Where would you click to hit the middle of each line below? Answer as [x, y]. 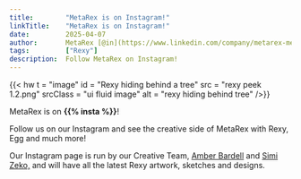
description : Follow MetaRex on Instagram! [94, 59]
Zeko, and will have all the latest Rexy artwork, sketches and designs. [138, 165]
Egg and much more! [48, 138]
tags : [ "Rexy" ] [54, 51]
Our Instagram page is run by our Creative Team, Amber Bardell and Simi [144, 156]
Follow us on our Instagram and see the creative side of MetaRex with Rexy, [149, 129]
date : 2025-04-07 [57, 34]
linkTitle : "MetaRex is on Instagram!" [90, 26]
